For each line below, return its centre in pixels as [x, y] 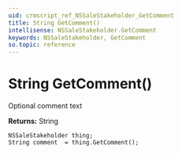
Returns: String [33, 121]
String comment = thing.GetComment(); [74, 143]
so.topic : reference [42, 45]
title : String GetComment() [54, 23]
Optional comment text [45, 106]
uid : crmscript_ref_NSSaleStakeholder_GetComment [91, 15]
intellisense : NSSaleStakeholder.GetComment [82, 30]
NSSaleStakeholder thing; [50, 136]
